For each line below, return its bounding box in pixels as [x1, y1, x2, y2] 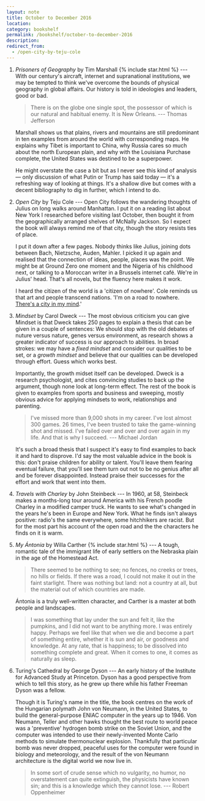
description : [6, 37, 40, 44]
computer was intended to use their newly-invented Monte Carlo [15, 731, 179, 738]
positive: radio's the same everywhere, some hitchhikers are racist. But [15, 516, 195, 524]
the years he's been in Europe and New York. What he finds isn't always [15, 509, 197, 517]
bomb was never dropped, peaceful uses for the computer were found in [15, 744, 199, 751]
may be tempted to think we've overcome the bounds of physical [15, 79, 179, 86]
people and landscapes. [15, 604, 76, 611]
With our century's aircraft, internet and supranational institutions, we [15, 72, 191, 80]
